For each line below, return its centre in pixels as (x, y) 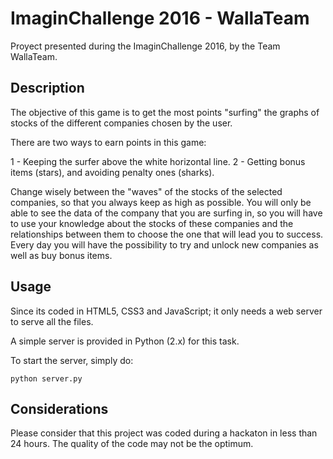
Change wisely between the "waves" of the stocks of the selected (146, 191)
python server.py (46, 378)
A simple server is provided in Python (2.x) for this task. (125, 341)
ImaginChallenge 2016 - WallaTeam (160, 18)
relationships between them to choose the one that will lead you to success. (167, 234)
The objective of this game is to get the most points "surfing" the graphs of (165, 112)
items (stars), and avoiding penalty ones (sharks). (112, 172)
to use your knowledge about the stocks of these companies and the (152, 223)
